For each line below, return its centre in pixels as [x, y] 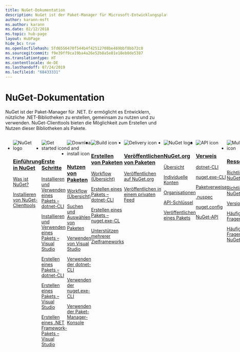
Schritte [52, 168]
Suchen [75, 207]
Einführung [27, 161]
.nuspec [204, 197]
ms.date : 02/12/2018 [27, 29]
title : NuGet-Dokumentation [35, 10]
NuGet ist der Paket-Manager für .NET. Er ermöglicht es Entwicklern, [78, 112]
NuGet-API [207, 217]
